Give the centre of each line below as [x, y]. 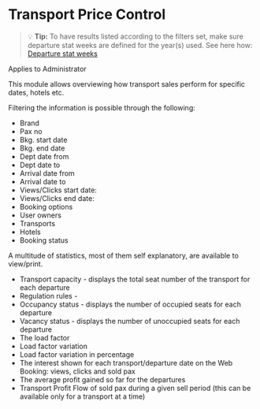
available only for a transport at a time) [82, 396]
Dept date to [40, 165]
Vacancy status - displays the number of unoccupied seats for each [130, 321]
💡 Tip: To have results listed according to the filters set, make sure [136, 36]
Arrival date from [47, 173]
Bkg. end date [42, 148]
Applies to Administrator [47, 69]
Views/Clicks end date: [57, 198]
